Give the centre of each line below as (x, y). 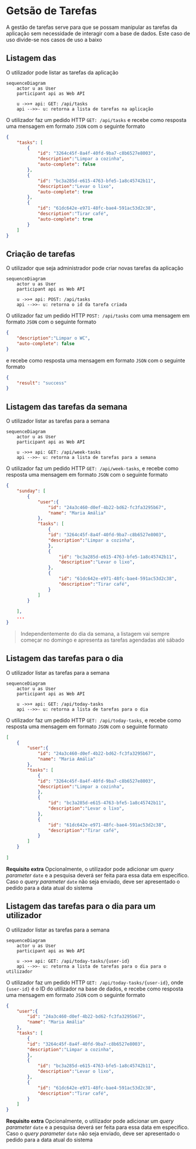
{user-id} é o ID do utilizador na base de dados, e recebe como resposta (95, 989)
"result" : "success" (42, 383)
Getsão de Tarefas (52, 11)
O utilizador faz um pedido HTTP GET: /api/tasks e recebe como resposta (96, 120)
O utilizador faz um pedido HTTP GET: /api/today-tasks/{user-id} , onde (95, 982)
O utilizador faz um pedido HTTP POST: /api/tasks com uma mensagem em (98, 316)
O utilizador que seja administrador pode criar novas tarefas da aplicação (95, 268)
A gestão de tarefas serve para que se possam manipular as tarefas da (92, 27)
